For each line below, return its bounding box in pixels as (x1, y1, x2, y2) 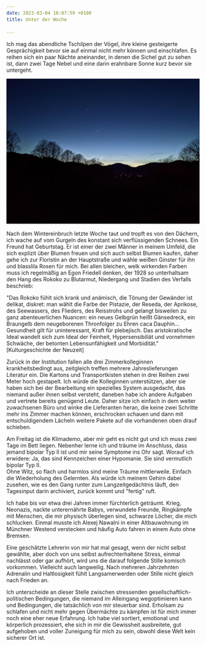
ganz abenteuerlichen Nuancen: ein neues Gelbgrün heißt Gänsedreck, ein (6, 314, 195, 321)
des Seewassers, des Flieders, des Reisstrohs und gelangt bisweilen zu (6, 307, 187, 314)
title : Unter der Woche (6, 16, 67, 23)
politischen (6, 595, 34, 602)
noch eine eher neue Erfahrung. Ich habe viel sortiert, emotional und (6, 615, 179, 622)
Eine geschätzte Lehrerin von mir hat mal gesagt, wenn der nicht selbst (6, 544, 186, 551)
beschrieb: (6, 282, 34, 290)
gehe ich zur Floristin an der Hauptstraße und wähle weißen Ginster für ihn (6, 256, 195, 263)
